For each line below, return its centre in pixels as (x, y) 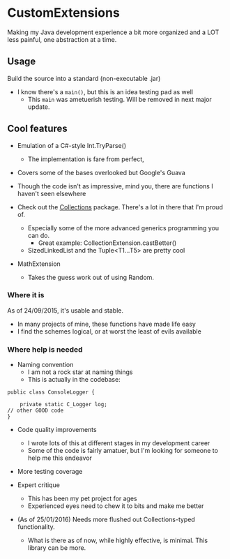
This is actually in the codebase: (74, 380)
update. (39, 107)
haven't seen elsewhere (52, 193)
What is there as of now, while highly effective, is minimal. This (117, 541)
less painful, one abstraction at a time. (62, 39)
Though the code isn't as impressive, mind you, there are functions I (115, 186)
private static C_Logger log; (64, 405)
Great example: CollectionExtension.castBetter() (107, 243)
